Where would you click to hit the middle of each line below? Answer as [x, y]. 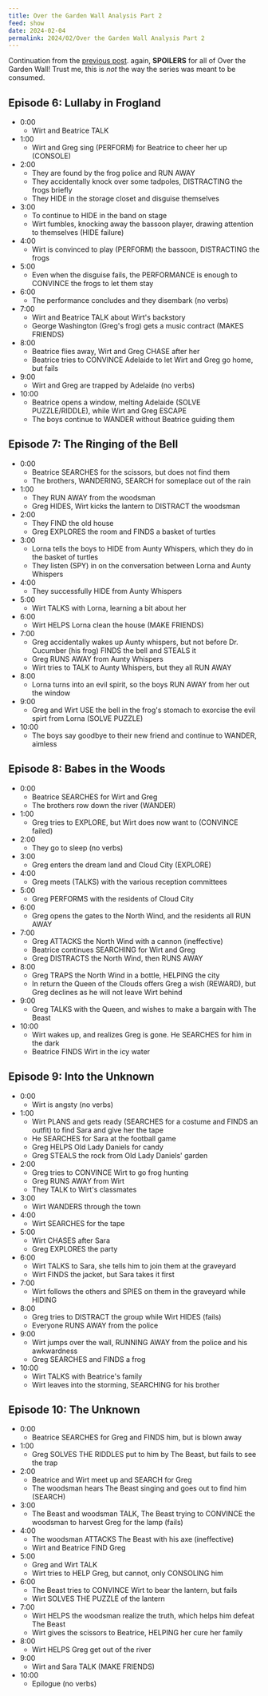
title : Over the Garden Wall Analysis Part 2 [85, 16]
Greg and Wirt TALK [65, 1565]
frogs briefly [52, 190]
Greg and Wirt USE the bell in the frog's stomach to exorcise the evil [144, 710]
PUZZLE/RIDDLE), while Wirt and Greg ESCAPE [109, 411]
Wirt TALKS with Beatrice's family [87, 1376]
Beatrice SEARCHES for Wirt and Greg [95, 797]
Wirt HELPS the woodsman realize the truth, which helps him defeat [143, 1616]
